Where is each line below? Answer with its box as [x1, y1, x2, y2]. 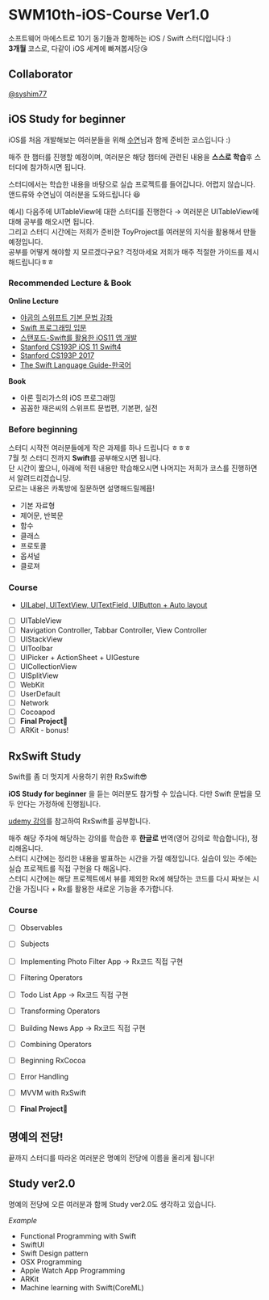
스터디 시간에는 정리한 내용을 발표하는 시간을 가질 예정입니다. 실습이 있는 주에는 [8, 854, 258, 864]
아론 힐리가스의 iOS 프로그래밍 [19, 393, 117, 402]
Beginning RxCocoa [19, 1055, 86, 1065]
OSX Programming [19, 1256, 82, 1266]
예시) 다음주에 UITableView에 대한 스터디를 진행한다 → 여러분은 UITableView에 [8, 206, 259, 216]
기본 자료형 [19, 501, 56, 511]
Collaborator [8, 67, 73, 82]
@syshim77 [8, 89, 48, 99]
